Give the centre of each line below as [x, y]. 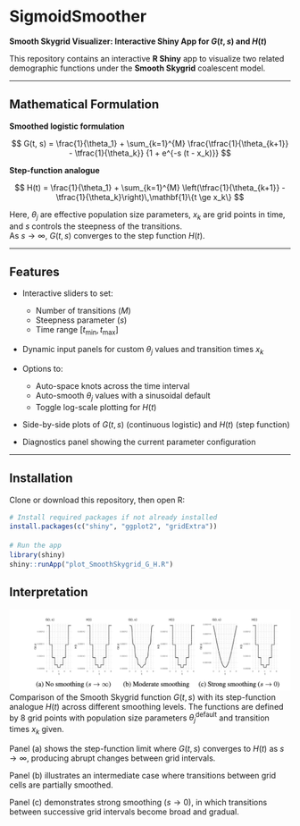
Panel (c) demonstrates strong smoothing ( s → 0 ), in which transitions [138, 803]
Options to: [42, 368]
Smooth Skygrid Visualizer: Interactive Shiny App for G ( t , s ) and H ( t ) [138, 41]
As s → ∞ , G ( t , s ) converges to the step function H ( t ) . [107, 235]
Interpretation [49, 592]
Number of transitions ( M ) [83, 311]
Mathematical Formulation [84, 105]
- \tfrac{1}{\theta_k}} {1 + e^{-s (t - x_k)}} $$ [150, 153]
